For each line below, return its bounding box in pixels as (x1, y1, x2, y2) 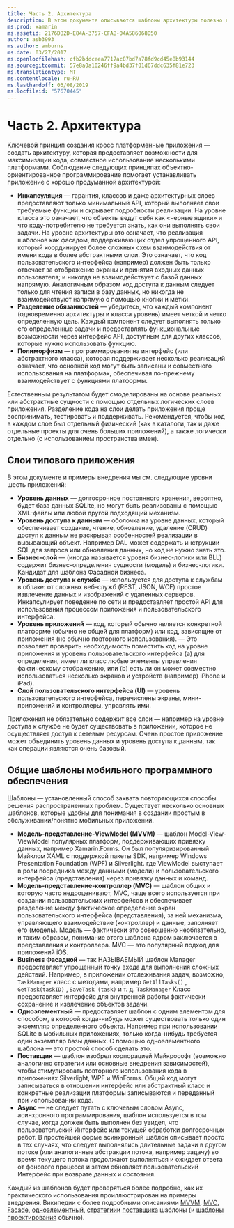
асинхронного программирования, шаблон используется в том (17, 1110, 207, 1119)
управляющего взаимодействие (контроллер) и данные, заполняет (17, 918, 219, 926)
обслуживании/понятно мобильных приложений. (7, 816, 155, 824)
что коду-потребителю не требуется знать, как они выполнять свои (17, 221, 221, 230)
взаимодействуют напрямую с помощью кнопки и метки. (17, 295, 190, 304)
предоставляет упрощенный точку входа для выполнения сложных (17, 963, 219, 971)
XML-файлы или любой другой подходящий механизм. (17, 508, 181, 517)
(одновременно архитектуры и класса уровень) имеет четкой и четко (17, 310, 227, 318)
